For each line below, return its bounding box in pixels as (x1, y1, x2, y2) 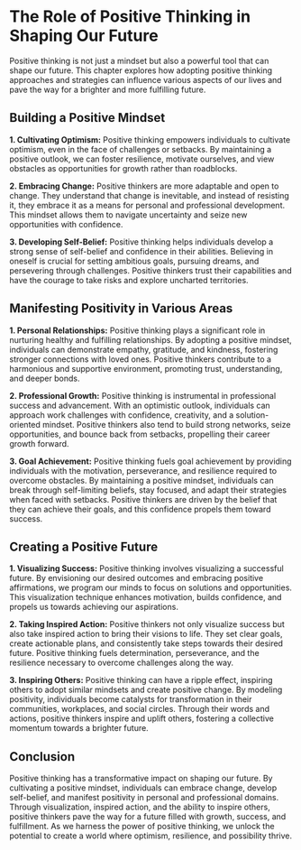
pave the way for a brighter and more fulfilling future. (9, 84, 206, 95)
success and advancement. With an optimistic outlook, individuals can (9, 400, 270, 411)
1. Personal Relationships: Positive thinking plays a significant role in (9, 325, 266, 336)
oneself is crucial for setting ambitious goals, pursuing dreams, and (9, 255, 260, 266)
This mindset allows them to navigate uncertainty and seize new (9, 209, 248, 220)
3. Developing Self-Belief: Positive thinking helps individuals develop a (9, 236, 274, 247)
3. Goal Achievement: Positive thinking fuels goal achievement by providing (9, 456, 292, 467)
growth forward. (9, 438, 69, 448)
